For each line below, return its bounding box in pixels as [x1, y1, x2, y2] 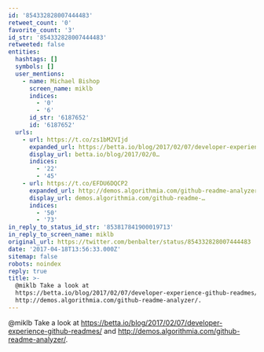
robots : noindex [8, 260, 61, 268]
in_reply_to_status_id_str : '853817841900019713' [8, 223, 174, 232]
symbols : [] [15, 63, 55, 71]
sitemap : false [8, 252, 58, 260]
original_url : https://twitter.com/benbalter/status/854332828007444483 [8, 238, 251, 246]
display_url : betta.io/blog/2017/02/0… [28, 150, 159, 158]
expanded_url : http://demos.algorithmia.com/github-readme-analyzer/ [28, 186, 262, 195]
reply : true [8, 267, 47, 275]
